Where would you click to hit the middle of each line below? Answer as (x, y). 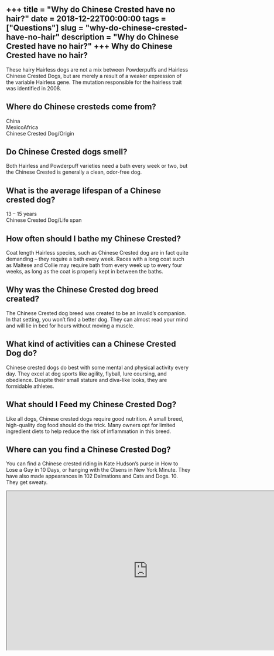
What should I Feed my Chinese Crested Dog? (91, 405)
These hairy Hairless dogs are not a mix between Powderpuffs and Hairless (97, 69)
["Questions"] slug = (45, 28)
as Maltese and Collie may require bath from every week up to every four (94, 265)
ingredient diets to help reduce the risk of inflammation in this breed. (89, 431)
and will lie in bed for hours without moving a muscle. (70, 326)
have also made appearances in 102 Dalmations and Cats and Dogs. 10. (92, 476)
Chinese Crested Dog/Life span (44, 220)
